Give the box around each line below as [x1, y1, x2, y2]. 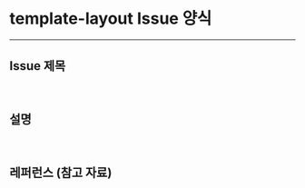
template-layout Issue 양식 [9, 8, 212, 29]
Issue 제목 [9, 58, 66, 74]
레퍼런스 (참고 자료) [9, 164, 113, 180]
